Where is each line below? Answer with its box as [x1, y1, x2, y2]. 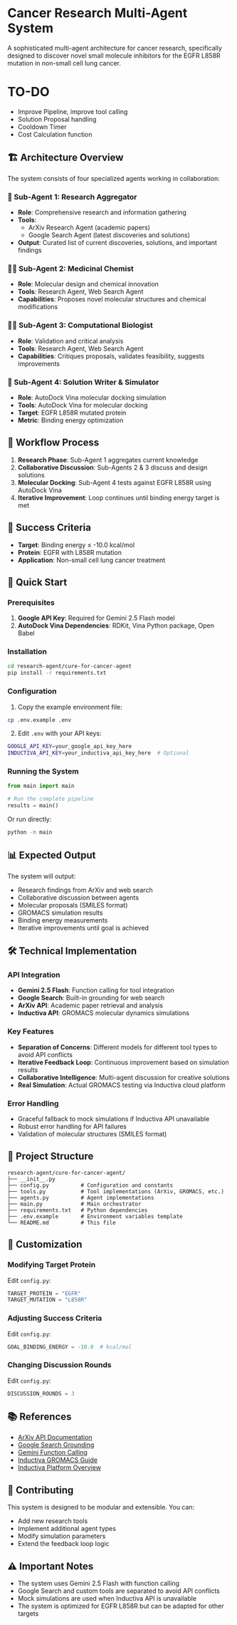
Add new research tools [17, 1517, 88, 1525]
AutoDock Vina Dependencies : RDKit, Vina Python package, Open [17, 621, 215, 630]
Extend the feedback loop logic [17, 1540, 110, 1548]
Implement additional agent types [17, 1525, 116, 1533]
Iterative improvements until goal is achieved [17, 923, 149, 932]
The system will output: [7, 871, 76, 881]
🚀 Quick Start [7, 576, 68, 588]
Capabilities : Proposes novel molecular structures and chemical [17, 295, 206, 303]
